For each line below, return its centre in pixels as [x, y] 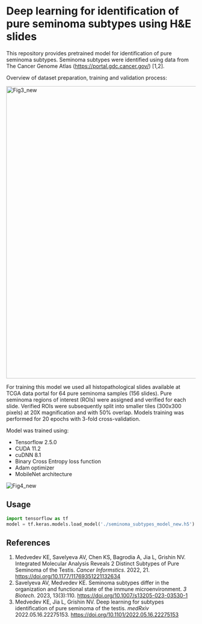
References [28, 543]
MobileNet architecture [43, 474]
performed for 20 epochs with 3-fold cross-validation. [73, 418]
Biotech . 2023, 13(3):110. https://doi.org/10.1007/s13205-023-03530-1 [101, 596]
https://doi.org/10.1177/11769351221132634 [68, 577]
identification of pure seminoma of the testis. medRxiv [82, 608]
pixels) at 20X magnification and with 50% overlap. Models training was [95, 412]
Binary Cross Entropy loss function [58, 461]
